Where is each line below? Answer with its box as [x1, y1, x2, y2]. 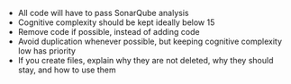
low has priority [17, 46, 77, 56]
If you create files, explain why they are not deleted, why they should [17, 55, 274, 65]
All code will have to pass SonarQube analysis [17, 8, 189, 18]
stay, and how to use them [17, 64, 116, 75]
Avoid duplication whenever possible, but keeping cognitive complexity [17, 36, 282, 46]
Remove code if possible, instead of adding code [17, 27, 200, 37]
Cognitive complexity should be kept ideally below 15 [17, 17, 215, 28]
